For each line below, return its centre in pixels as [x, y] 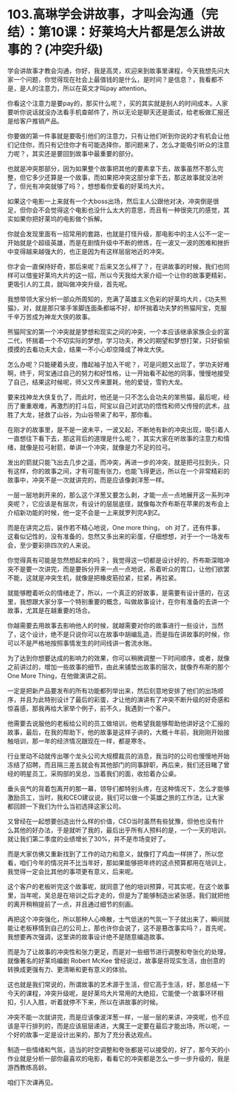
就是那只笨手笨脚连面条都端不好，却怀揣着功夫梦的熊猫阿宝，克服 [131, 308]
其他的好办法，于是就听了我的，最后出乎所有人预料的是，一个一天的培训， [121, 830]
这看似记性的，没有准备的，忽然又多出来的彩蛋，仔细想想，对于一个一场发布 [119, 536]
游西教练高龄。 [29, 1067]
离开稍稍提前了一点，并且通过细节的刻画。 [75, 904]
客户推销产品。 [41, 121]
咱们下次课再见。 [32, 1082]
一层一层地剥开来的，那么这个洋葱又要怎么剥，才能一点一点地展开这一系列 [115, 495]
